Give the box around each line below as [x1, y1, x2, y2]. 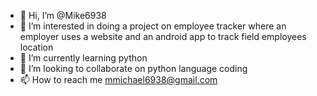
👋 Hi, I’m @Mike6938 [19, 10, 107, 21]
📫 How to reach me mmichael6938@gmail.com [19, 74, 218, 85]
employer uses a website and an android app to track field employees [19, 31, 307, 42]
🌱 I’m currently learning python [19, 52, 148, 64]
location [19, 41, 54, 53]
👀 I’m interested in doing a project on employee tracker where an [19, 20, 287, 32]
